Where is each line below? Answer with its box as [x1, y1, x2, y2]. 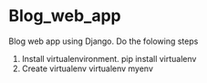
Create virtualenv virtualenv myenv [21, 63, 154, 74]
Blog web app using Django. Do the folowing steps [8, 36, 199, 47]
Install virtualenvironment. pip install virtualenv [21, 53, 197, 64]
